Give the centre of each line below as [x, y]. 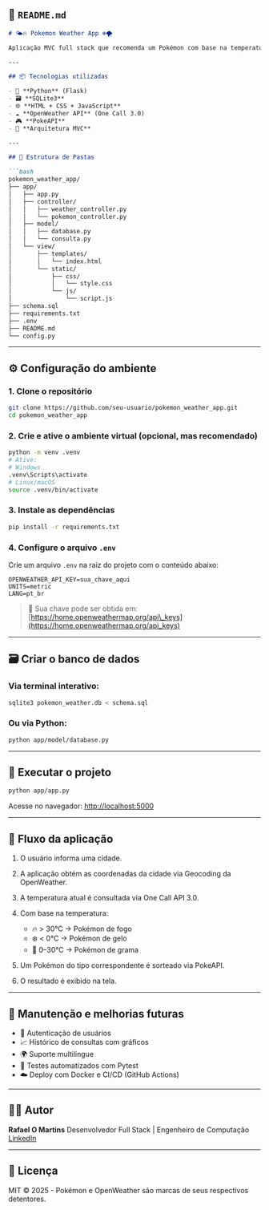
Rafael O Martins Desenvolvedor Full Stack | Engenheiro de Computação [129, 1129]
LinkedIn [22, 1138]
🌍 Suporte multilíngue [57, 1054]
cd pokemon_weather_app [48, 415]
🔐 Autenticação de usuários [66, 1033]
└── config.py [32, 336]
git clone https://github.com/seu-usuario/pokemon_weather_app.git [123, 408]
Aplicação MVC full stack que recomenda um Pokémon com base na [118, 48]
